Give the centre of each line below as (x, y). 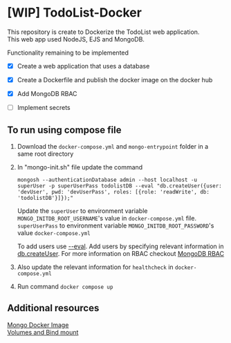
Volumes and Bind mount (43, 332)
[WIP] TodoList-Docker (74, 13)
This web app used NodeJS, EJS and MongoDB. (76, 39)
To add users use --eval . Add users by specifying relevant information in (120, 246)
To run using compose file (64, 130)
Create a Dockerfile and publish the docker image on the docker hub (115, 80)
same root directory (45, 154)
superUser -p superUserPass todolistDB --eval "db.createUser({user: (120, 186)
